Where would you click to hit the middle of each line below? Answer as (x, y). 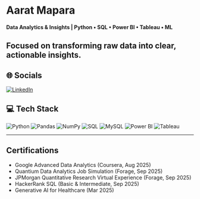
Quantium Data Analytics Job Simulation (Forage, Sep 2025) (89, 171)
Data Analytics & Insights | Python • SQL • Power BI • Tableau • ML (90, 27)
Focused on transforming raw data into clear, (91, 46)
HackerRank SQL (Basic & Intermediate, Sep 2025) (77, 184)
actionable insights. (44, 55)
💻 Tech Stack (32, 109)
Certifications (32, 151)
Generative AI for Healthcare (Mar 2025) (64, 190)
